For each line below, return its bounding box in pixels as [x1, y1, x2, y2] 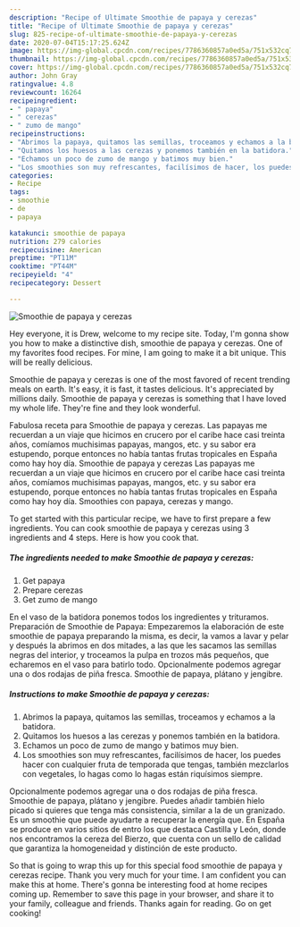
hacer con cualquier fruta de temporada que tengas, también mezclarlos [21, 759, 289, 770]
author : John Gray [9, 72, 78, 80]
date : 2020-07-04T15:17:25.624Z [9, 38, 129, 47]
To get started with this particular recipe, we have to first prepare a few [9, 513, 271, 524]
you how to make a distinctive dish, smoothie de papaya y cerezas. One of [9, 337, 283, 349]
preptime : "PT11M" [9, 254, 78, 263]
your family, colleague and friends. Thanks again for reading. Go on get [9, 898, 272, 908]
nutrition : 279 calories [9, 237, 102, 246]
